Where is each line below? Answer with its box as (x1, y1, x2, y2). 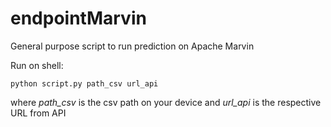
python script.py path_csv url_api (10, 78, 159, 89)
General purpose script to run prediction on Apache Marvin (10, 40, 255, 52)
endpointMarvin (10, 7, 147, 30)
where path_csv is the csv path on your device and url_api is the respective (10, 96, 322, 108)
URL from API (10, 107, 67, 119)
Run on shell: (10, 59, 64, 71)
